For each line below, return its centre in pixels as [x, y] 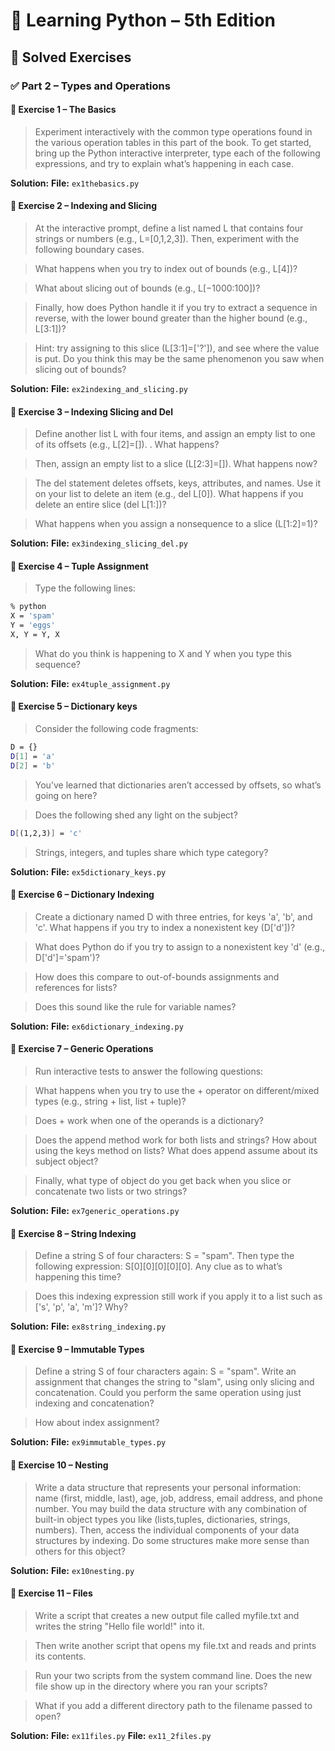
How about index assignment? [97, 1423]
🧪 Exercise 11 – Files [51, 1593]
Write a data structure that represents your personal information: [168, 1487]
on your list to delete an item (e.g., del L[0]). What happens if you [169, 494]
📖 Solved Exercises [71, 57]
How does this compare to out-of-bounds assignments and [157, 976]
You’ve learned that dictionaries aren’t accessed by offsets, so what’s [178, 785]
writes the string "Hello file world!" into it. [119, 1626]
